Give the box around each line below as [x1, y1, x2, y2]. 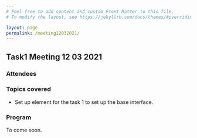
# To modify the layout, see [6, 14, 77, 20]
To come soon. [6, 127, 42, 134]
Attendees [6, 69, 37, 78]
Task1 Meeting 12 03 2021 [6, 52, 103, 62]
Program [6, 113, 32, 121]
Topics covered [6, 85, 52, 93]
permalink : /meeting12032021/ [6, 30, 80, 36]
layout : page [6, 25, 38, 31]
